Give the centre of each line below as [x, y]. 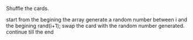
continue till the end [30, 32]
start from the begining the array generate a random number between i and [97, 19]
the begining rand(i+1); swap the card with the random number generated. [95, 26]
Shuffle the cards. [27, 8]
